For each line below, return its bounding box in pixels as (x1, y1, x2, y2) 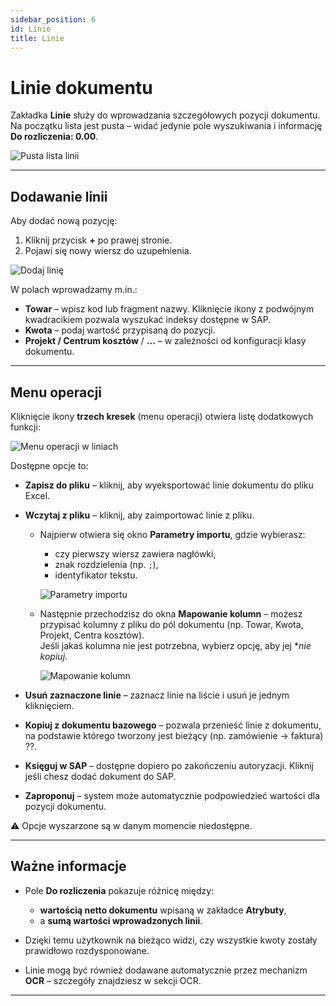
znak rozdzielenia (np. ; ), (54, 558, 159, 570)
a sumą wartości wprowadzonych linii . (39, 914, 203, 926)
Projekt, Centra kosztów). (39, 629, 145, 641)
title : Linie (10, 33, 65, 43)
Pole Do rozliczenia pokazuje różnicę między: (24, 884, 215, 896)
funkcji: (10, 421, 41, 433)
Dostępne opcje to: (10, 459, 89, 471)
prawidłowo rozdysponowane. (24, 944, 150, 956)
